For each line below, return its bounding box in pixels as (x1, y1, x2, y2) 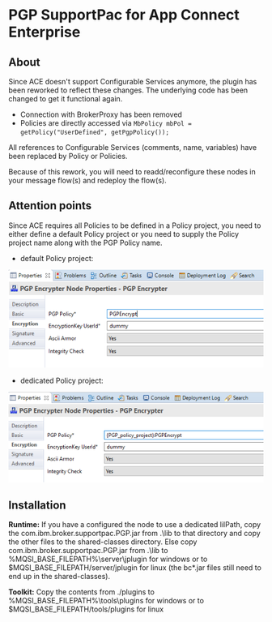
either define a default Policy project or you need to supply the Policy (8, 229, 240, 238)
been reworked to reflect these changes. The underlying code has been (8, 85, 249, 95)
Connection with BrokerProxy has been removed (19, 109, 182, 119)
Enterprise (8, 23, 81, 41)
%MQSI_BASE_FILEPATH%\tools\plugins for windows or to (8, 596, 205, 606)
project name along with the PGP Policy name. (8, 238, 164, 247)
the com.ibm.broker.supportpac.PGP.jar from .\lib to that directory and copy (8, 529, 261, 538)
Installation (8, 498, 66, 512)
